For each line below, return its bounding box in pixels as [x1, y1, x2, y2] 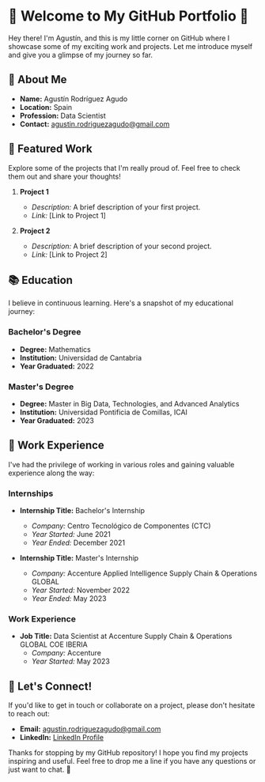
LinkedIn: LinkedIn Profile [19, 733, 104, 742]
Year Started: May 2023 [31, 656, 111, 667]
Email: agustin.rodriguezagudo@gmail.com [19, 724, 161, 734]
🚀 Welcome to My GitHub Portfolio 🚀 [8, 7, 249, 25]
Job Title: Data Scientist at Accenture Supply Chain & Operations [19, 632, 233, 641]
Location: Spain [19, 102, 73, 111]
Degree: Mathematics [19, 344, 91, 354]
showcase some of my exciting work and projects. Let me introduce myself [8, 41, 253, 51]
